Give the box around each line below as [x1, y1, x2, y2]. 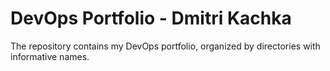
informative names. [10, 50, 90, 62]
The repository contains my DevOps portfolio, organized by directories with [10, 40, 321, 52]
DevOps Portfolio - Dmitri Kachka [10, 7, 292, 30]
